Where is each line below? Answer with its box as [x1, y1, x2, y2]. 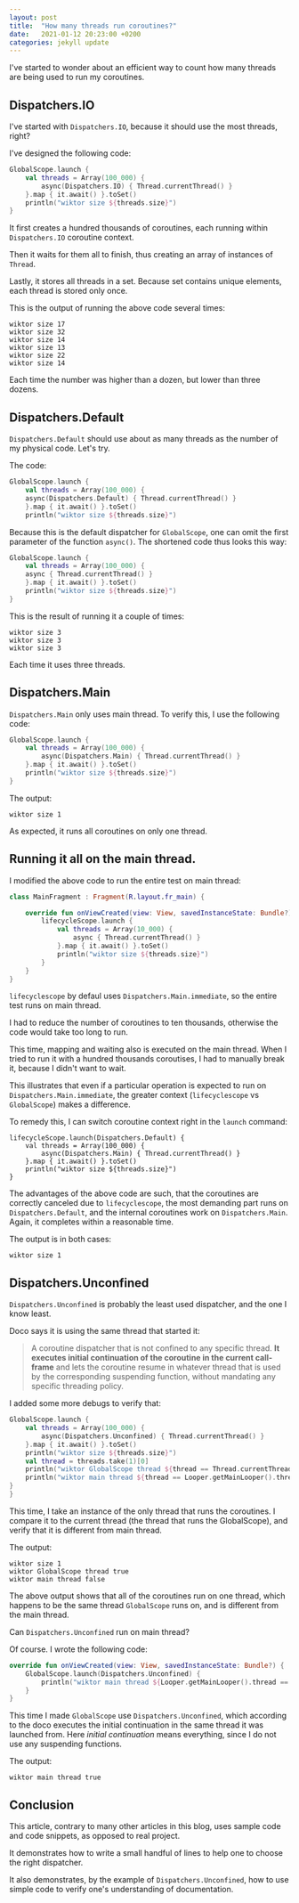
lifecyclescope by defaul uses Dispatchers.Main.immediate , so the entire [9, 990, 278, 1002]
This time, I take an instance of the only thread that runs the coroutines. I [9, 1506, 276, 1517]
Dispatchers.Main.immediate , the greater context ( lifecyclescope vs [9, 1090, 260, 1101]
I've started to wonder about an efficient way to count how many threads [9, 62, 277, 73]
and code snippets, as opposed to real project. [9, 1831, 181, 1842]
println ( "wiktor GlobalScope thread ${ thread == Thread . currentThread [25, 1465, 293, 1474]
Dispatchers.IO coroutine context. [9, 232, 135, 243]
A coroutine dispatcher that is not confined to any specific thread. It [30, 1343, 280, 1354]
